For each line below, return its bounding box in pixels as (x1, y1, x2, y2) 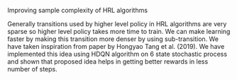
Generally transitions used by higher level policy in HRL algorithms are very (7, 20, 227, 28)
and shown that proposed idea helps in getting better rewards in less (7, 57, 209, 66)
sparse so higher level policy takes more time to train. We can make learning (7, 28, 231, 35)
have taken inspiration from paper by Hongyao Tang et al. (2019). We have (7, 42, 225, 50)
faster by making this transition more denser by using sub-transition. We (7, 35, 219, 43)
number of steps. (7, 65, 58, 73)
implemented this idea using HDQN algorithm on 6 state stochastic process (7, 50, 228, 58)
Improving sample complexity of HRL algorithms (7, 6, 148, 14)
